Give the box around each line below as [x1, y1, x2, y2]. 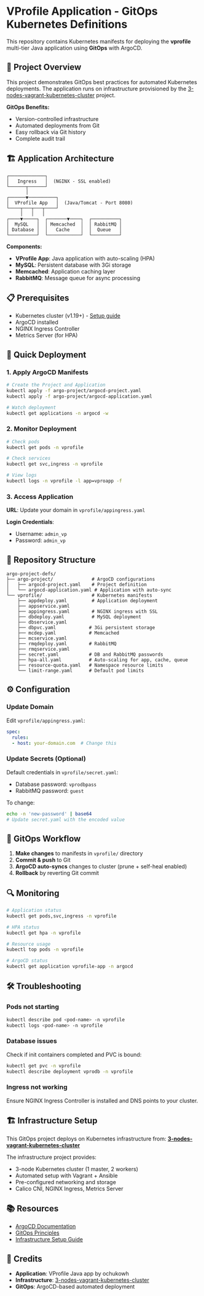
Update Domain [6, 702, 54, 711]
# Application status [6, 908, 62, 914]
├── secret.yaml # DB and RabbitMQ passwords [17, 651, 164, 658]
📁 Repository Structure [6, 554, 96, 565]
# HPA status [6, 924, 40, 930]
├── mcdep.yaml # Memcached [17, 630, 120, 637]
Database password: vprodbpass [15, 780, 97, 788]
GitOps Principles [15, 1229, 60, 1236]
